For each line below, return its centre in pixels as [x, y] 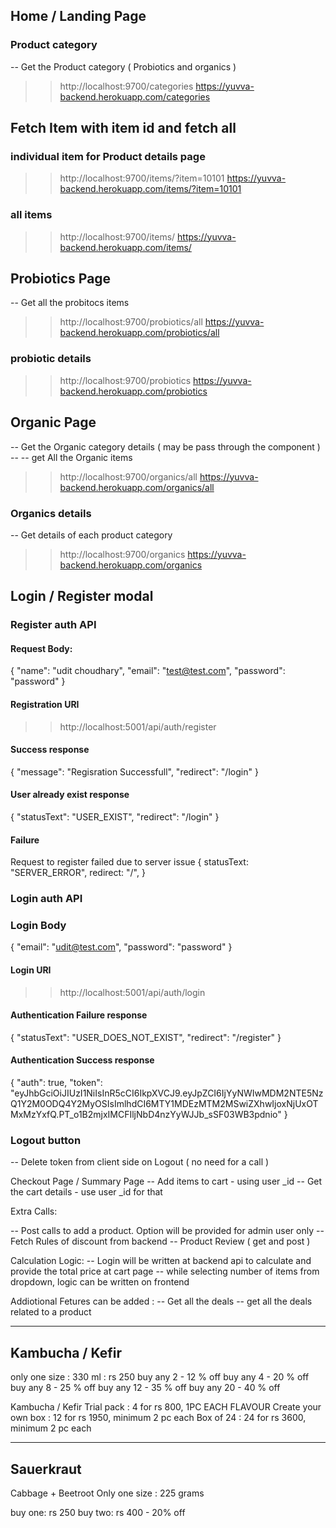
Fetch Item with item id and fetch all [123, 128]
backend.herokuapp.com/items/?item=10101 [150, 189]
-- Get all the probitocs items [70, 303]
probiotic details [51, 359]
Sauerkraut [46, 1469]
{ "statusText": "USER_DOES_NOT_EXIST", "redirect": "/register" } [146, 1037]
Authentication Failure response [79, 1015]
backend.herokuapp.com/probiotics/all [139, 333]
